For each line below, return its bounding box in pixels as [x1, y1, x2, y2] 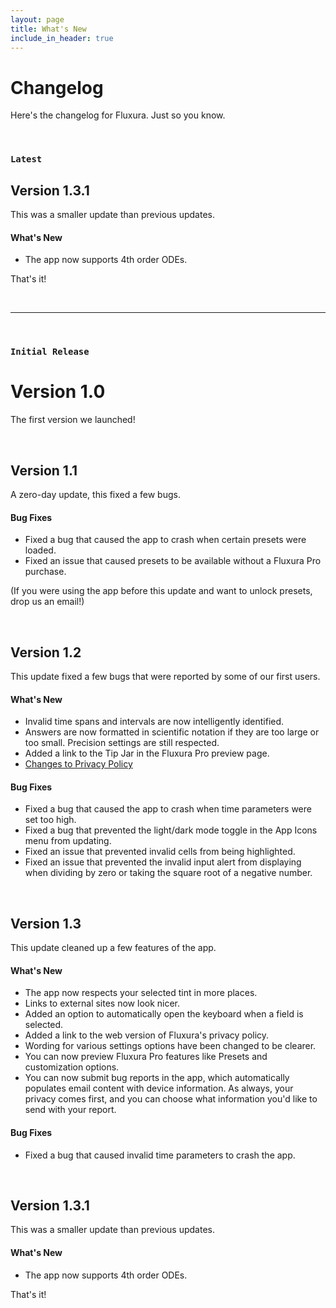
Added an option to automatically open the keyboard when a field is [24, 1008, 304, 1020]
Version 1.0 [10, 381, 106, 403]
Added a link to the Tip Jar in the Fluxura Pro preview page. [24, 747, 270, 760]
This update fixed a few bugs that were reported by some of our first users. [10, 670, 321, 682]
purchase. [24, 566, 67, 578]
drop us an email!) [10, 596, 85, 608]
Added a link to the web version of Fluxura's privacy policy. [24, 1029, 270, 1041]
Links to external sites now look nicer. [24, 997, 181, 1010]
